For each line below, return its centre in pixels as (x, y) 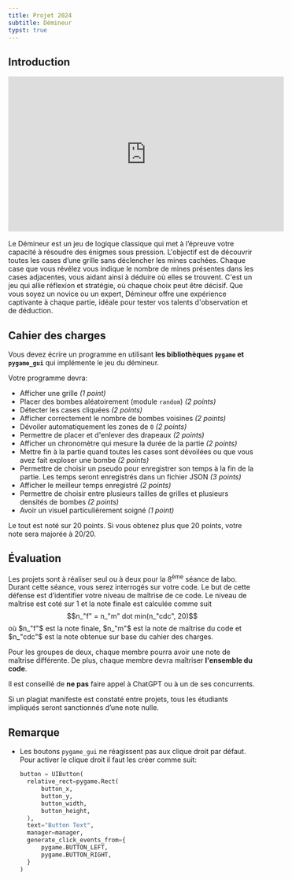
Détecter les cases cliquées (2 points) (81, 410)
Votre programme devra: (48, 378)
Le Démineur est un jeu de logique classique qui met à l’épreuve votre (121, 244)
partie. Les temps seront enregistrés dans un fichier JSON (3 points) (130, 477)
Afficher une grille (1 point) (63, 393)
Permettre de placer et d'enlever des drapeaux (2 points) (112, 435)
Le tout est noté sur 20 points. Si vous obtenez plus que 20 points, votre (125, 525)
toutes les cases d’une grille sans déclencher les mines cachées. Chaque (127, 261)
